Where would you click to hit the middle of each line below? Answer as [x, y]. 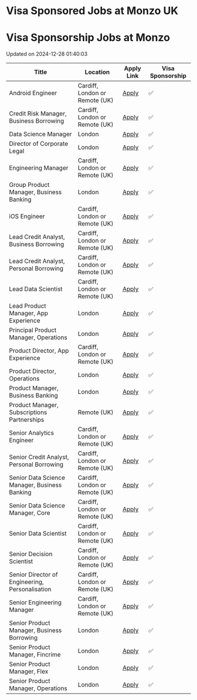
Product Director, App [39, 351]
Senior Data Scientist [38, 534]
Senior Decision [31, 554]
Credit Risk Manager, [38, 114]
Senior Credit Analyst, [39, 457]
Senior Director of [33, 575]
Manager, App [29, 314]
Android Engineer [33, 93]
